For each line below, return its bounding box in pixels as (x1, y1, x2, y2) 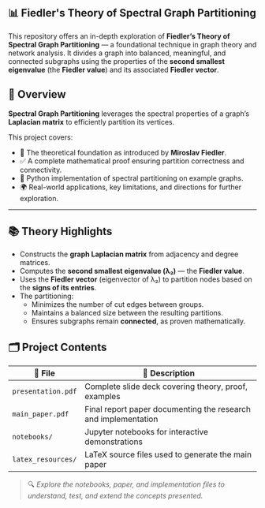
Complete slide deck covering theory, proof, (84, 381, 248, 392)
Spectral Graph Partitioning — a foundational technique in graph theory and (8, 39, 257, 49)
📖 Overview (8, 88, 66, 101)
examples (84, 391, 121, 402)
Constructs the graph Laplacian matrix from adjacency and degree (19, 249, 239, 259)
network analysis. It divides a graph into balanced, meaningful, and (8, 48, 226, 58)
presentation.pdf (12, 387, 77, 396)
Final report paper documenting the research (84, 404, 251, 415)
